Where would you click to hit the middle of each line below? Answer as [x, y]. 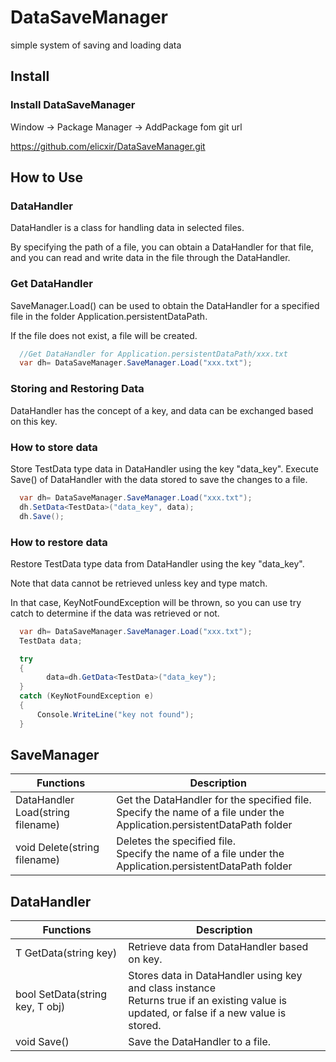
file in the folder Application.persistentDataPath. [109, 316]
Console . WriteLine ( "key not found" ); [115, 714]
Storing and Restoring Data [77, 389]
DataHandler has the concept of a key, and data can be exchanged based [162, 410]
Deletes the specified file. [176, 841]
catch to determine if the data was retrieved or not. [115, 613]
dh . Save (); [42, 516]
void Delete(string [57, 848]
